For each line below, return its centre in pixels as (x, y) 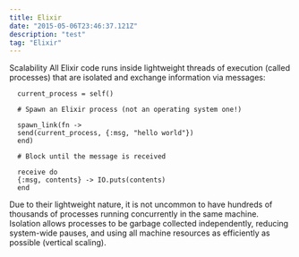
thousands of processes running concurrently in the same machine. (134, 214)
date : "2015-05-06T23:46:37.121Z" (74, 26)
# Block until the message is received (92, 157)
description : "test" (48, 34)
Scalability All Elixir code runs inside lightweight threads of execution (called (150, 68)
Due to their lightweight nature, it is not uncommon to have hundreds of (141, 205)
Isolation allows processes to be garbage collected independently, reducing (149, 224)
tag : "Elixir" (36, 43)
